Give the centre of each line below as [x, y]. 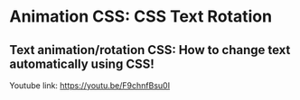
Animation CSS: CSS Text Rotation [141, 17]
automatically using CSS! [82, 64]
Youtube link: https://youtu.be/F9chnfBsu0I [89, 86]
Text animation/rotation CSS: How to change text [150, 50]
